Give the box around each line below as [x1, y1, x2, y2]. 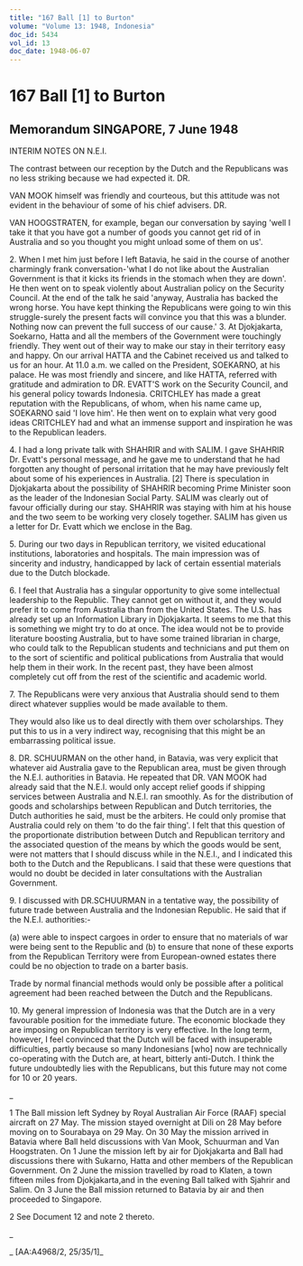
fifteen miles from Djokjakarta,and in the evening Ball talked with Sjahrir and [9, 1175, 290, 1186]
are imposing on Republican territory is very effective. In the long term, [9, 1025, 272, 1036]
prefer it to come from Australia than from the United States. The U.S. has [9, 605, 282, 615]
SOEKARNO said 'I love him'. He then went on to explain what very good [9, 408, 277, 418]
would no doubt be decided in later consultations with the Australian [9, 868, 263, 879]
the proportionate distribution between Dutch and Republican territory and [9, 830, 286, 840]
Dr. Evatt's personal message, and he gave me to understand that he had [9, 454, 280, 465]
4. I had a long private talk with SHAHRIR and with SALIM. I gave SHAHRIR [9, 445, 285, 455]
